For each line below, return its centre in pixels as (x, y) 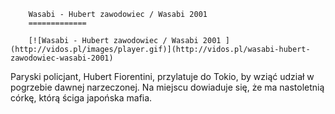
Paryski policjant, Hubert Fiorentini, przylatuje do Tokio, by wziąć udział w (162, 76)
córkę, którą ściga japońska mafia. (81, 98)
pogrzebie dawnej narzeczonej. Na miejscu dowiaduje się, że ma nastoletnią (167, 87)
